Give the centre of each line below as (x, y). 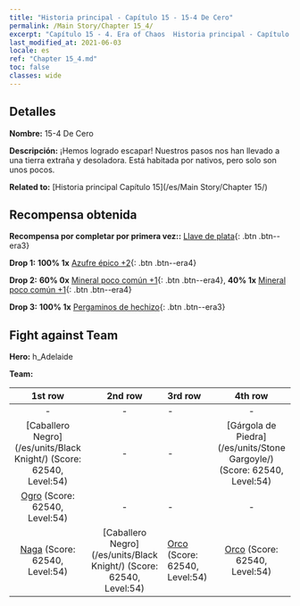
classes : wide (36, 76)
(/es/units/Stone (251, 448)
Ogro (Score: (48, 496)
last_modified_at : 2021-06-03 (66, 42)
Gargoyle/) (251, 459)
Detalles (33, 112)
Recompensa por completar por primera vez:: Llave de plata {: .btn (133, 237)
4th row (251, 396)
